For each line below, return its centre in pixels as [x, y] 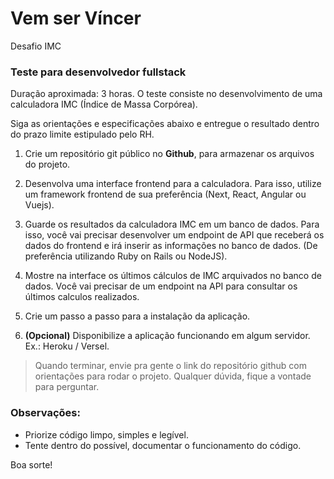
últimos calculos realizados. [82, 297]
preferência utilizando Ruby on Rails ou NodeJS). [126, 256]
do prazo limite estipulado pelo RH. [82, 134]
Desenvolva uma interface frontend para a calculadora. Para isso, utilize [173, 184]
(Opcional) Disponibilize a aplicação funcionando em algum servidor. [167, 336]
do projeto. [47, 164]
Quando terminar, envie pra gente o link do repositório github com [170, 366]
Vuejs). [39, 205]
